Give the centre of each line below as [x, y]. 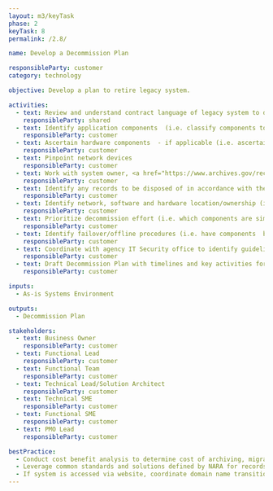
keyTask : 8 [27, 31]
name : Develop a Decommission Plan [69, 54]
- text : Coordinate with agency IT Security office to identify [127, 249]
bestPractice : [32, 452]
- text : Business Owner [56, 339]
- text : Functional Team [58, 368]
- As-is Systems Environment [65, 294]
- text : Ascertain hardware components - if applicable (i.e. [125, 143]
